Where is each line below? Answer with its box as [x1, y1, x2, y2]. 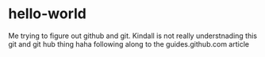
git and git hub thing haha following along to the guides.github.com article [8, 39, 250, 48]
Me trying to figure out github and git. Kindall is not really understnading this [8, 31, 258, 40]
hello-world [8, 5, 87, 23]
